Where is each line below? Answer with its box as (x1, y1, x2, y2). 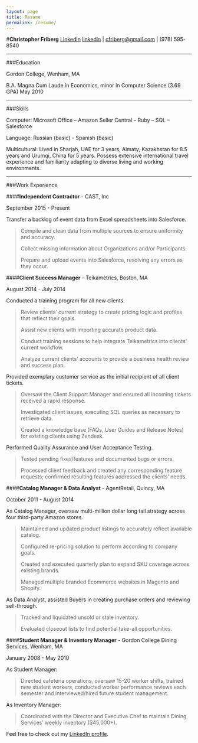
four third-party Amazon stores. (6, 514, 84, 521)
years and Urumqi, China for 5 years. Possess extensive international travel (6, 152, 189, 159)
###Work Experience (6, 181, 58, 189)
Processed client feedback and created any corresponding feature (20, 467, 183, 474)
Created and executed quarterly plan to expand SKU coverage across (20, 560, 190, 568)
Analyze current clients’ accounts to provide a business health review (20, 356, 190, 363)
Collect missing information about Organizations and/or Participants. (20, 245, 187, 252)
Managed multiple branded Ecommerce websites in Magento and (20, 578, 179, 585)
